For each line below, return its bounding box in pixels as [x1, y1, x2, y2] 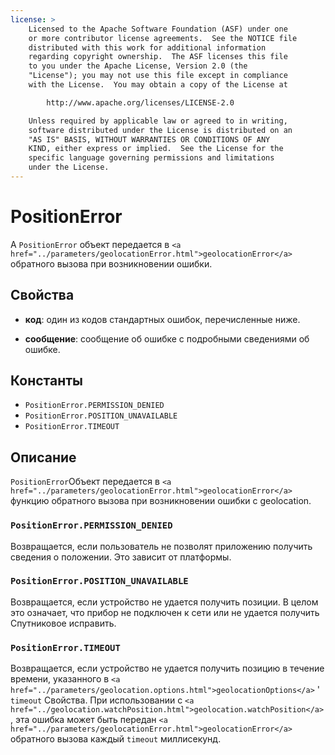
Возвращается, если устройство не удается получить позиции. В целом [10, 596, 319, 608]
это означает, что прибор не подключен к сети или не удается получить [10, 606, 320, 618]
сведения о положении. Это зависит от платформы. [10, 551, 232, 563]
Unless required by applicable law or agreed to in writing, [28, 116, 288, 126]
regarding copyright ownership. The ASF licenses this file [28, 52, 288, 62]
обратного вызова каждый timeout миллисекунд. [10, 733, 222, 745]
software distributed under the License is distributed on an [28, 125, 293, 135]
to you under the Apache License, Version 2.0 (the [28, 61, 248, 71]
